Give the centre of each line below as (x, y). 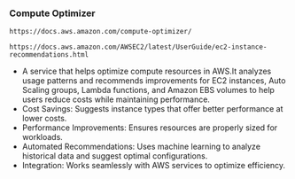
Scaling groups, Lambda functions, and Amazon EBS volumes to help (148, 90)
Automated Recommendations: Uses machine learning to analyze (141, 147)
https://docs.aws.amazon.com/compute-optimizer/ (101, 32)
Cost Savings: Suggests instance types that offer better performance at (152, 109)
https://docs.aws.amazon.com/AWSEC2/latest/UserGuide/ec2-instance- (138, 47)
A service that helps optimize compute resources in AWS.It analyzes (147, 71)
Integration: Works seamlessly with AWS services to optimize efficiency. (154, 166)
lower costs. (44, 119)
